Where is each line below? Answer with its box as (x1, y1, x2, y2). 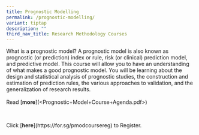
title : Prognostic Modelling (6, 8, 79, 15)
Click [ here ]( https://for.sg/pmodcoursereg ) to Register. (6, 122, 142, 129)
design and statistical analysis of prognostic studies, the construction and (6, 73, 189, 80)
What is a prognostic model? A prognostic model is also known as (6, 47, 169, 55)
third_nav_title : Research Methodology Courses (6, 31, 128, 37)
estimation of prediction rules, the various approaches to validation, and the (6, 79, 194, 87)
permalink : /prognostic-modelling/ (6, 14, 95, 20)
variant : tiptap (6, 20, 47, 26)
